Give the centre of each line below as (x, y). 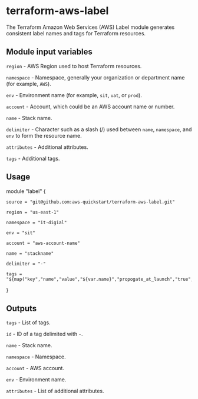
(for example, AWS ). (29, 84)
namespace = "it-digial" (37, 222)
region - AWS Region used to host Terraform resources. (74, 66)
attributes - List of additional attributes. (55, 391)
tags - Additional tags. (33, 158)
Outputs (22, 308)
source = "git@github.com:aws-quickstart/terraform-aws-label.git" (91, 202)
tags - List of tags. (29, 322)
